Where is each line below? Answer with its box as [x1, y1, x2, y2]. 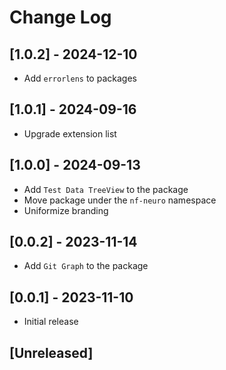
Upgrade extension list [23, 127, 117, 140]
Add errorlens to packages [23, 72, 137, 84]
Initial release [23, 316, 79, 328]
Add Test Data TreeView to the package [23, 183, 189, 195]
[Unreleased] [9, 344, 94, 361]
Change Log [9, 6, 112, 29]
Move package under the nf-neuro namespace [23, 194, 217, 206]
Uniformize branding [23, 204, 109, 216]
